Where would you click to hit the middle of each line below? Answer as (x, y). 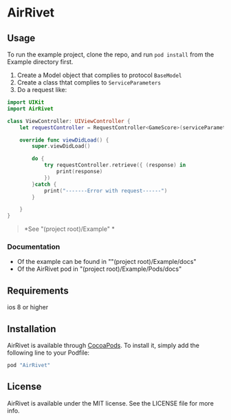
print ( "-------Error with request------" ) (106, 190)
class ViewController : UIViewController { (69, 121)
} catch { (44, 184)
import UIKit (26, 102)
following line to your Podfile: (48, 353)
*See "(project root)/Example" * (69, 229)
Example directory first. (40, 62)
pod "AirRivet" (29, 366)
